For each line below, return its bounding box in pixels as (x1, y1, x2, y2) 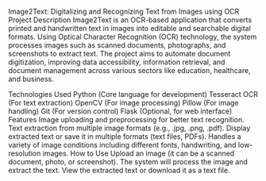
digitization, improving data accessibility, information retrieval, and (8, 57, 226, 67)
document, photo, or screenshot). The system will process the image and (8, 157, 249, 166)
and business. (8, 75, 54, 83)
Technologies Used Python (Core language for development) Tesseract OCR (8, 90, 258, 98)
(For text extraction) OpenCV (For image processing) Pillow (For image (8, 98, 240, 107)
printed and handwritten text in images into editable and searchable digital (8, 24, 252, 33)
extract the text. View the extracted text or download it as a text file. (8, 166, 230, 175)
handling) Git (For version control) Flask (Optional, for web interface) (8, 106, 233, 116)
